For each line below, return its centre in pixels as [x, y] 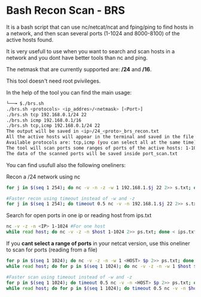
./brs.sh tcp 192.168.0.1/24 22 [46, 114]
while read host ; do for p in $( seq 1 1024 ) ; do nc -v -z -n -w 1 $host [99, 266]
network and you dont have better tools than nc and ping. [77, 57]
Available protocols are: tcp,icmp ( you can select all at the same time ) [101, 143]
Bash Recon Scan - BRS [66, 10]
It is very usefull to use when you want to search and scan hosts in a [91, 51]
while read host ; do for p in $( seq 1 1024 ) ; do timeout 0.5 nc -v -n [96, 288]
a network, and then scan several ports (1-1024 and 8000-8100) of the [93, 33]
